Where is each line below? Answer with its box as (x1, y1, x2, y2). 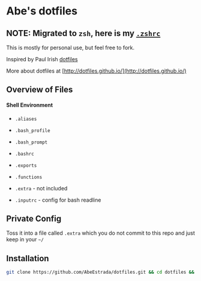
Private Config (6, 213, 62, 223)
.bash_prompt (14, 139, 48, 145)
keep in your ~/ (6, 236, 44, 243)
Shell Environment (6, 101, 53, 109)
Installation (6, 253, 49, 264)
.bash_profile (14, 127, 50, 133)
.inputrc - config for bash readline (14, 196, 101, 204)
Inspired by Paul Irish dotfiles (6, 56, 78, 62)
